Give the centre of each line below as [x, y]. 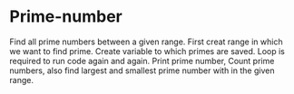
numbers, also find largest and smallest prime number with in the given [142, 70]
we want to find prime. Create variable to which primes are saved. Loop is [147, 51]
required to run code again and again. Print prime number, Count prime [142, 61]
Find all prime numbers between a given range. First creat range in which [146, 42]
